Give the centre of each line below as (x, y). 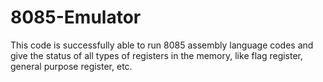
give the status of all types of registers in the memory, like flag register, (157, 55)
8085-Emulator (76, 17)
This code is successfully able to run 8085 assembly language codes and (162, 45)
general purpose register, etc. (71, 66)
